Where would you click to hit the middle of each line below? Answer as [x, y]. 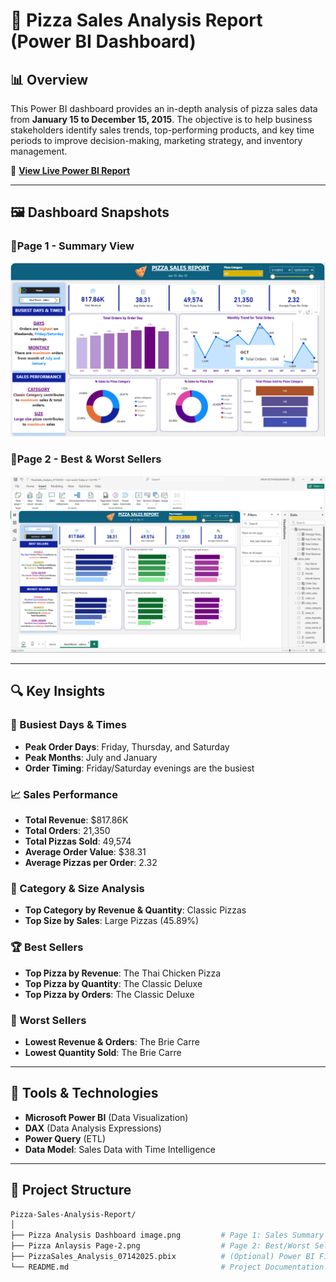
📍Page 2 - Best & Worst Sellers [86, 459]
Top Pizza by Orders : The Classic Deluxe [109, 994]
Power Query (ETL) [65, 1138]
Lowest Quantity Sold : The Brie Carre [103, 1052]
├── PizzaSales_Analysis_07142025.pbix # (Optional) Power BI [162, 1257]
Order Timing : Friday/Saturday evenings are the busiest [139, 768]
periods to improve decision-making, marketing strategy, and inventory [156, 140]
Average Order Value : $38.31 [85, 852]
